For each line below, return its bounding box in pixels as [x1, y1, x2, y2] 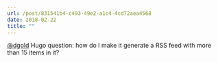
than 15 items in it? [7, 48, 60, 57]
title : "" [7, 22, 36, 29]
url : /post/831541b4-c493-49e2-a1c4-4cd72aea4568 [7, 10, 152, 17]
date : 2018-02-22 [7, 16, 57, 23]
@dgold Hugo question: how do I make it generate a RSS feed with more [7, 42, 212, 50]
